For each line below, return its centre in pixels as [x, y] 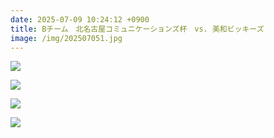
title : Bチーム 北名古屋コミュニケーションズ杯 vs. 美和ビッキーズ [137, 29]
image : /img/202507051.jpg [66, 38]
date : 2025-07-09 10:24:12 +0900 [80, 19]
